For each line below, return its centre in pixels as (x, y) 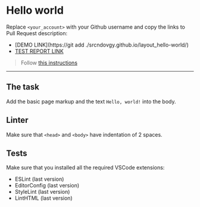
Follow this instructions (49, 63)
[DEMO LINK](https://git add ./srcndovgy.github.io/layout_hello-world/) (102, 45)
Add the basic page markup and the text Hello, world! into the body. (91, 101)
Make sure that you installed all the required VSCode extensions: (85, 168)
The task (23, 87)
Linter (17, 120)
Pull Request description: (37, 33)
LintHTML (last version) (43, 198)
